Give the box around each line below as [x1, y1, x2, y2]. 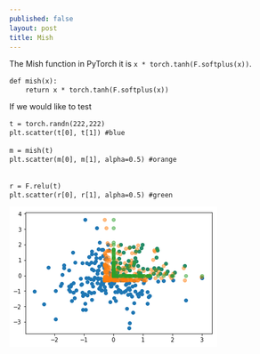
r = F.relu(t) [9, 182, 62, 191]
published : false [9, 14, 74, 23]
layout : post [9, 23, 58, 33]
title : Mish [9, 33, 53, 42]
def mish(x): [9, 76, 58, 86]
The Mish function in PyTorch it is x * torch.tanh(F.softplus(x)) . [9, 59, 252, 69]
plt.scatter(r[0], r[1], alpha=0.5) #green [9, 191, 174, 200]
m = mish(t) [9, 147, 53, 156]
